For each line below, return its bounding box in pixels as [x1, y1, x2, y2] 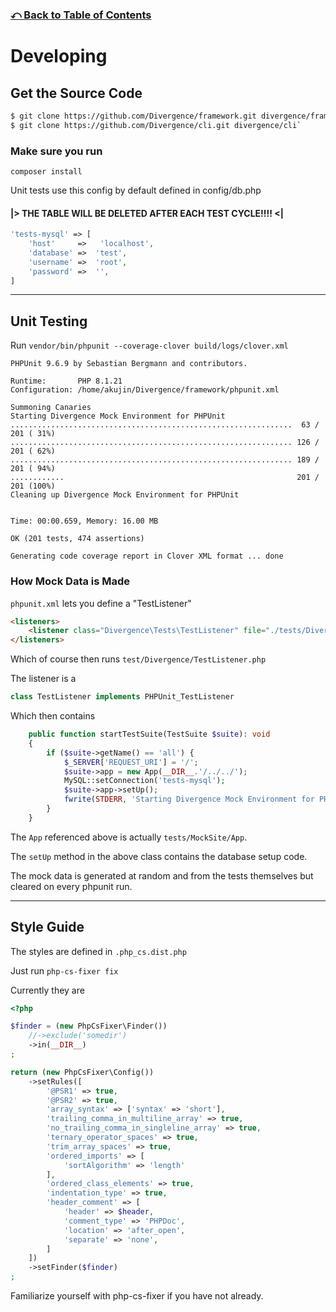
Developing [10, 45, 108, 68]
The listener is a [10, 673, 77, 685]
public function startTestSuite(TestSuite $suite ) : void [28, 729, 271, 740]
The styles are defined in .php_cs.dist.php [10, 945, 187, 957]
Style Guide [10, 919, 85, 936]
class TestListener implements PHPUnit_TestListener [10, 692, 235, 702]
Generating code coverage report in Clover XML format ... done [10, 551, 284, 562]
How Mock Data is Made [10, 574, 131, 588]
